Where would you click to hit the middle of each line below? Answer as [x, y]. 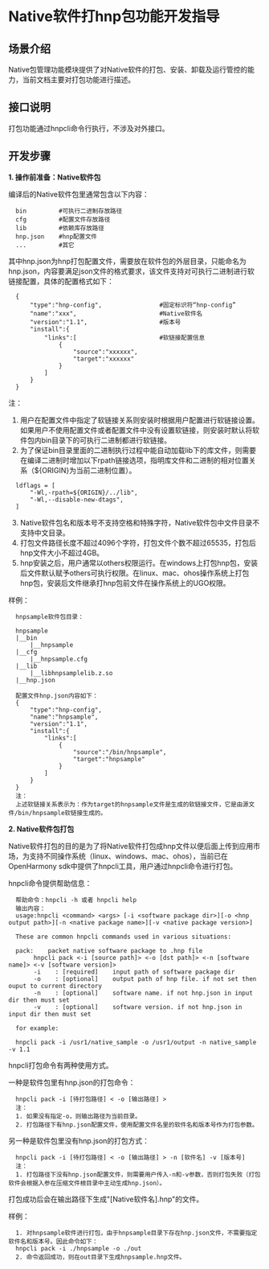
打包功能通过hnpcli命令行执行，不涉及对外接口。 [89, 128]
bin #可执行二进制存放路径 [69, 211]
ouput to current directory [55, 986]
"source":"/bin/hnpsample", [120, 752]
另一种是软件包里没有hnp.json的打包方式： [79, 1140]
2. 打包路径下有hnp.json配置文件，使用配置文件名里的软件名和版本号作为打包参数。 [137, 1125]
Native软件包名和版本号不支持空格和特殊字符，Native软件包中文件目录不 [140, 522]
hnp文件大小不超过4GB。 [62, 553]
